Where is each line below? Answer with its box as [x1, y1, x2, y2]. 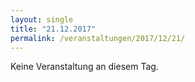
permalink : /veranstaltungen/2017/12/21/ [10, 33, 186, 43]
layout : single [10, 14, 74, 25]
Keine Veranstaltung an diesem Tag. [10, 61, 159, 73]
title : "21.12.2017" [10, 24, 97, 34]
